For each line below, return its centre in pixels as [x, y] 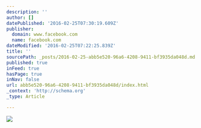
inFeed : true [23, 68]
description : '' [27, 12]
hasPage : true [24, 74]
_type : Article [26, 96]
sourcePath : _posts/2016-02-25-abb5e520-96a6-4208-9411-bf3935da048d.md [101, 57]
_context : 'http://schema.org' [46, 91]
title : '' [19, 52]
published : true [27, 62]
